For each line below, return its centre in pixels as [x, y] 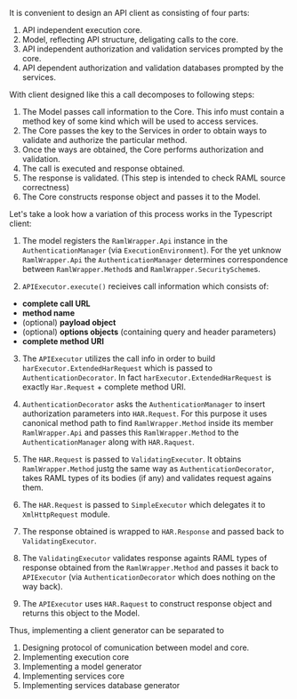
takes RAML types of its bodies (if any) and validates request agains [147, 478]
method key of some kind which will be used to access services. [140, 121]
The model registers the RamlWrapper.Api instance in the [125, 241]
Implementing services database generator [101, 685]
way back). [43, 587]
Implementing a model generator [82, 667]
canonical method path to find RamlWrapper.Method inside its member [148, 423]
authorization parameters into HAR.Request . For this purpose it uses [144, 414]
